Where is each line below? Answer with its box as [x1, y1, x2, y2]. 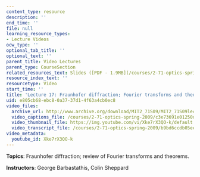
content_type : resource [6, 8, 65, 15]
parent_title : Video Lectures [6, 58, 82, 64]
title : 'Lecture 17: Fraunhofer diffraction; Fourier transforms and [6, 92, 183, 98]
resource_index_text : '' [6, 75, 68, 81]
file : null [6, 25, 33, 32]
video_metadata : [6, 131, 46, 137]
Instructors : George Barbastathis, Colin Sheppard [6, 164, 129, 171]
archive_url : [11, 108, 44, 114]
